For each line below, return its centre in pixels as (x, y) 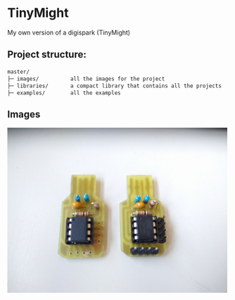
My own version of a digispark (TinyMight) (69, 32)
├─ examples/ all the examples (64, 93)
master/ (19, 72)
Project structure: (47, 55)
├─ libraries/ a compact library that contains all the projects (114, 86)
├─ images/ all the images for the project (86, 79)
